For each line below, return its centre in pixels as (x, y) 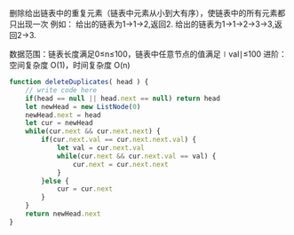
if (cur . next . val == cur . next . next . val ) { (119, 140)
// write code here (61, 90)
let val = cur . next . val (100, 148)
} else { (55, 181)
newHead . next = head (63, 115)
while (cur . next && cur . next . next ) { (93, 131)
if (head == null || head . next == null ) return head (123, 98)
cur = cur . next (85, 189)
